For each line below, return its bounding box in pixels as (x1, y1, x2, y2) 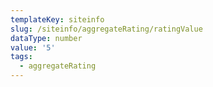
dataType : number (10, 33, 83, 43)
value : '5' (10, 42, 56, 53)
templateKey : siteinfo (10, 14, 105, 25)
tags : (10, 52, 33, 62)
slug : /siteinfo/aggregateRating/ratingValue (10, 24, 203, 34)
